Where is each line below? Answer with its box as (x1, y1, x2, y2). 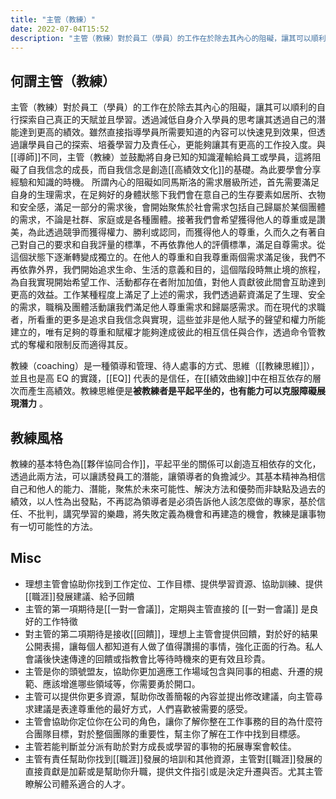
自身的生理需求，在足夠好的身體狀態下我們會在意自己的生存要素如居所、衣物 (10, 189, 326, 201)
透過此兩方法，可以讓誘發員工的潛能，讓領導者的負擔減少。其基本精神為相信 (10, 471, 326, 482)
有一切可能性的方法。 (10, 521, 98, 532)
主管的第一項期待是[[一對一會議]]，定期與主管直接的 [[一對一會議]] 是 (24, 602, 310, 615)
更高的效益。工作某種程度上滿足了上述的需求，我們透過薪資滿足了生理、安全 (10, 289, 326, 301)
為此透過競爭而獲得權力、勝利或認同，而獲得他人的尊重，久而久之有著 (27, 226, 317, 238)
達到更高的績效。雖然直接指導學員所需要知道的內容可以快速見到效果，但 (18, 126, 317, 138)
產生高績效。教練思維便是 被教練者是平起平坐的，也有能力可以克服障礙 (27, 385, 317, 397)
